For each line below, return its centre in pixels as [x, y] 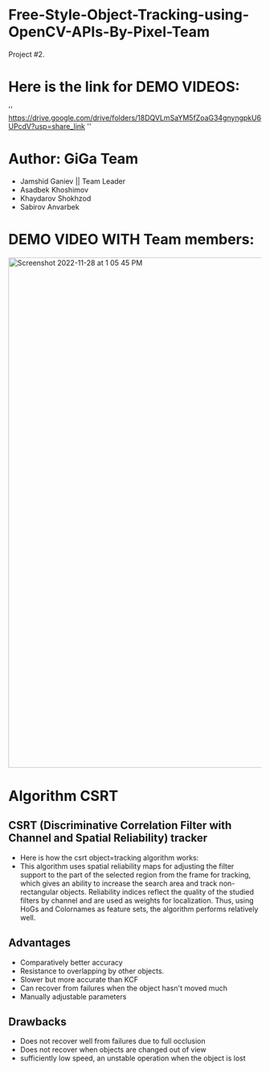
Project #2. [27, 54]
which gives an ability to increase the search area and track [119, 883]
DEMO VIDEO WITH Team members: [131, 239]
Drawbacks [37, 1021]
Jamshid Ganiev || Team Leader [73, 181]
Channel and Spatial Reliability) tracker [108, 839]
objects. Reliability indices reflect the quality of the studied [157, 891]
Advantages [39, 943]
